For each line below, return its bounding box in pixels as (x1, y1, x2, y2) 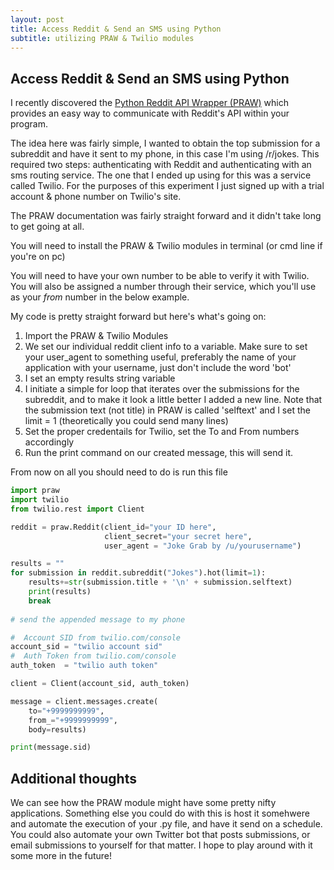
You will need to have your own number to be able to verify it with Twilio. (10, 270, 310, 282)
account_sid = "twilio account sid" (10, 642, 163, 652)
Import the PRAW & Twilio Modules (24, 330, 169, 342)
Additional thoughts (10, 770, 137, 787)
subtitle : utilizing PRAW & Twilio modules (10, 33, 195, 43)
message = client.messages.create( (10, 696, 159, 706)
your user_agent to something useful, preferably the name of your (24, 351, 297, 363)
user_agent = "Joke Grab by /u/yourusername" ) (104, 541, 302, 551)
